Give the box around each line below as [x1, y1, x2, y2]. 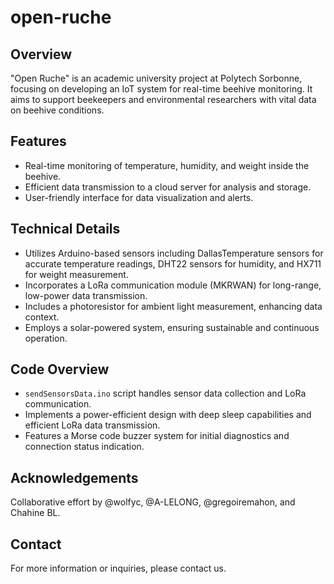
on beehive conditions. [10, 104, 105, 116]
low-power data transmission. [24, 289, 148, 301]
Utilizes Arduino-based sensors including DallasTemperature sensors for [24, 247, 324, 259]
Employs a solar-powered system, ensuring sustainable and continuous [24, 321, 320, 333]
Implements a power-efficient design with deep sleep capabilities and [24, 409, 312, 421]
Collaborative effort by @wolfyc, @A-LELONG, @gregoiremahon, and [10, 496, 296, 508]
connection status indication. [24, 441, 145, 453]
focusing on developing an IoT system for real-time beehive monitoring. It [10, 83, 313, 95]
